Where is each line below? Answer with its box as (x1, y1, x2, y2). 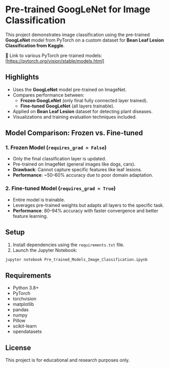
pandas (12, 307, 29, 313)
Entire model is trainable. (12, 196, 66, 203)
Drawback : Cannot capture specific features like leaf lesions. (12, 167, 142, 173)
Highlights (5, 73, 39, 82)
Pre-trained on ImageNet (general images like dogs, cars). (12, 161, 136, 168)
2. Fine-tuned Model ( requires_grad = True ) (5, 185, 116, 192)
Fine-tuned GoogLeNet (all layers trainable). (20, 103, 115, 109)
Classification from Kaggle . (5, 42, 65, 48)
